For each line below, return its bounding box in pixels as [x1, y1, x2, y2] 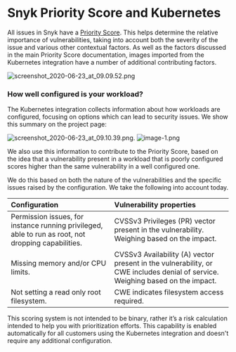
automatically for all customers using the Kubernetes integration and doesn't [7, 329, 229, 338]
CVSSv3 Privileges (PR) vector [114, 216, 216, 226]
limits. [11, 267, 30, 277]
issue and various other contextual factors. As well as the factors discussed [7, 43, 227, 51]
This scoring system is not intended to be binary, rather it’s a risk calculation [7, 314, 228, 322]
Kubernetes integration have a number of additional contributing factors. [7, 58, 217, 66]
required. [114, 296, 144, 306]
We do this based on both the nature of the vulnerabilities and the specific [7, 176, 222, 184]
